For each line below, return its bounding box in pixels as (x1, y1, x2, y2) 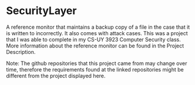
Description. (6, 48, 36, 55)
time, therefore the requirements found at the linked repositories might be (6, 66, 184, 73)
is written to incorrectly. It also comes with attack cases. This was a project (6, 29, 188, 36)
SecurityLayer (6, 4, 77, 18)
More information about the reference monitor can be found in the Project (6, 42, 184, 49)
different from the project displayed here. (6, 72, 106, 79)
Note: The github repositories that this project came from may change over (6, 60, 187, 67)
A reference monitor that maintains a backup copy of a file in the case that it (6, 23, 190, 30)
